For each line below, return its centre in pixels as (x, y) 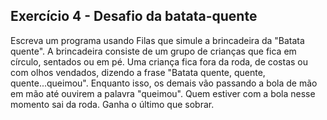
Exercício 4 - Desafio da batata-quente (134, 16)
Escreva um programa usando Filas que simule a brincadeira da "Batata (157, 40)
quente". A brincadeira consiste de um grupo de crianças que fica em (153, 51)
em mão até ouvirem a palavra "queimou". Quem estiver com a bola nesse (163, 93)
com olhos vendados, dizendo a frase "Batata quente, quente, (138, 72)
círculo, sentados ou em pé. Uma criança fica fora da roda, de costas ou (159, 61)
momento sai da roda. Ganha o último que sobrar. (112, 104)
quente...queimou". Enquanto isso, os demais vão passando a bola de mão (164, 83)
